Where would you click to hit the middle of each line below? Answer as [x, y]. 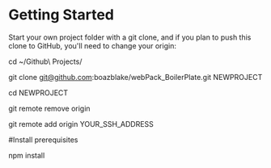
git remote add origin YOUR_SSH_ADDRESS [81, 124]
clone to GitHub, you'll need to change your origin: [92, 45]
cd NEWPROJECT [38, 92]
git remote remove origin [49, 108]
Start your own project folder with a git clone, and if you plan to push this [130, 37]
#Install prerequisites [43, 140]
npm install [27, 155]
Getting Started [61, 15]
